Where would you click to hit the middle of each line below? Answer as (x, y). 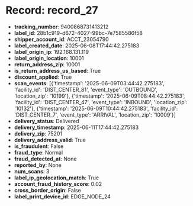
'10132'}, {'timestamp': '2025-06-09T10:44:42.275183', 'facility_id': (96, 108)
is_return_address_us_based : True (57, 70)
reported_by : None (38, 165)
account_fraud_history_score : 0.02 (58, 184)
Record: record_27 (52, 10)
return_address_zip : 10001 (47, 64)
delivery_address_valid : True (50, 140)
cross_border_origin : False (47, 190)
